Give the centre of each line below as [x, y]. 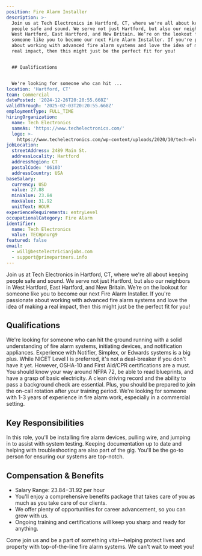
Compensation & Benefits [55, 475]
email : [14, 246]
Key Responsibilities [45, 423]
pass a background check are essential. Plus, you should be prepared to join [101, 385]
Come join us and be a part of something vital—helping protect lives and [96, 540]
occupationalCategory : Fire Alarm [50, 218]
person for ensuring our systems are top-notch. [65, 456]
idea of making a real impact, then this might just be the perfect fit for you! [98, 306]
